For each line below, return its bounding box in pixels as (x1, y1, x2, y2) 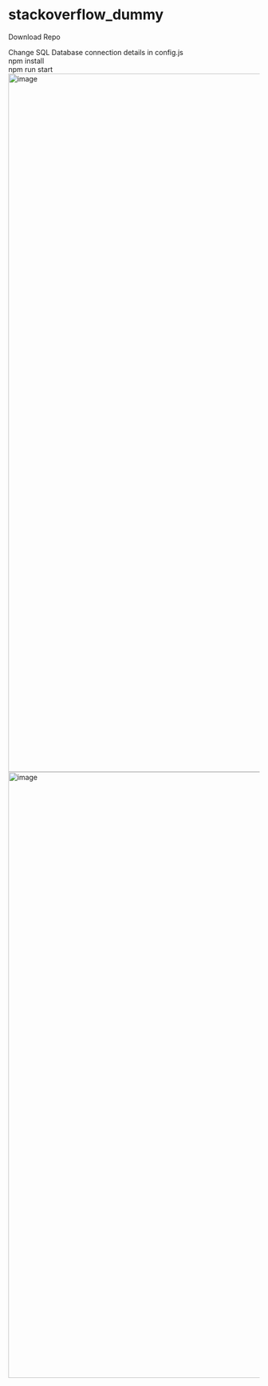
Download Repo (8, 32, 61, 42)
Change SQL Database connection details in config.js (8, 47, 183, 57)
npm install (8, 56, 45, 66)
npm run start (8, 64, 53, 74)
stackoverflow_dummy (8, 6, 164, 24)
